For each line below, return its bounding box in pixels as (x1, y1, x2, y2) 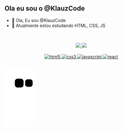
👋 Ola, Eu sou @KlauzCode (11, 17, 66, 23)
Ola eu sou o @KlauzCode (4, 4, 85, 13)
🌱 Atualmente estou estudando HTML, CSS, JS (11, 22, 105, 28)
